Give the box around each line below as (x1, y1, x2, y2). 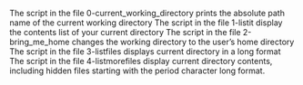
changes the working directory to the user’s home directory (71, 36, 295, 47)
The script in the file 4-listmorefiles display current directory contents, (9, 56, 273, 66)
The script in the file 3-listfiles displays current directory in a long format (9, 46, 281, 57)
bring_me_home (9, 36, 70, 47)
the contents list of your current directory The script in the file (9, 27, 241, 37)
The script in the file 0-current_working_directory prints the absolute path (9, 8, 285, 18)
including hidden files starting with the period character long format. (9, 65, 266, 76)
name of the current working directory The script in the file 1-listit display (9, 17, 283, 28)
